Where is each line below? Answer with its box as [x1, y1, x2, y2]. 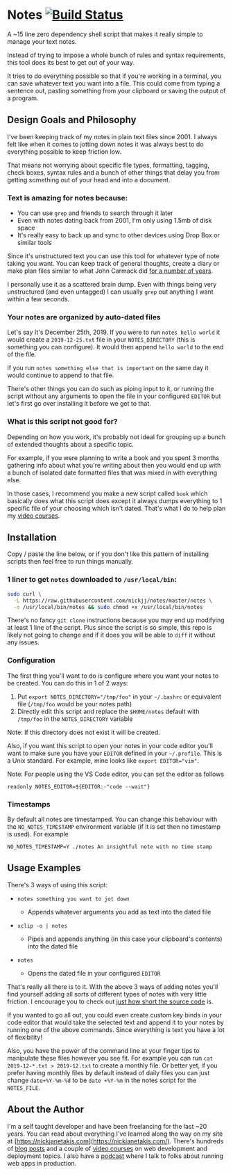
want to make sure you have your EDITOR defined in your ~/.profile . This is [7, 749, 223, 757]
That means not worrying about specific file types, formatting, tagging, [7, 161, 210, 169]
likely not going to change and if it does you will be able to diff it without [7, 630, 216, 640]
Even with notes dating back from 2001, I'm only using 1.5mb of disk [17, 216, 212, 225]
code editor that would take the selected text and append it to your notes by [7, 1018, 224, 1026]
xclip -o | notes [17, 922, 68, 929]
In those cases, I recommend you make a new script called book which [7, 489, 208, 498]
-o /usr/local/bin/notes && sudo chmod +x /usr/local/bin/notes [13, 603, 203, 610]
